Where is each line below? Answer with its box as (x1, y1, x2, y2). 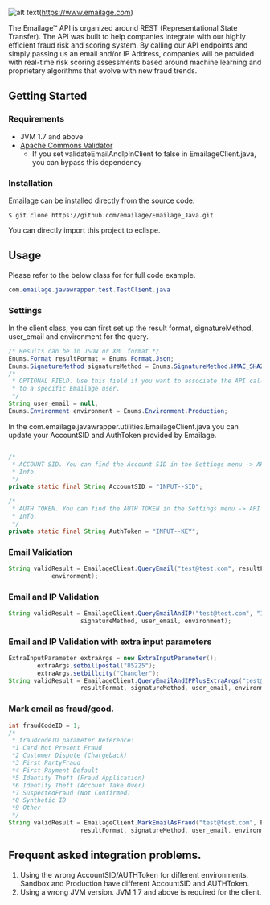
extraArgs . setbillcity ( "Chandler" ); (37, 669, 160, 677)
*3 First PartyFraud (11, 759, 81, 767)
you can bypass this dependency (31, 157, 142, 167)
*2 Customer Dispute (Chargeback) (11, 751, 128, 760)
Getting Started (8, 89, 88, 103)
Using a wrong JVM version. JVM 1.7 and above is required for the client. (19, 886, 262, 897)
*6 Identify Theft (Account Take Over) (11, 781, 146, 789)
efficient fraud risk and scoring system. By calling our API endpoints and (8, 40, 248, 50)
